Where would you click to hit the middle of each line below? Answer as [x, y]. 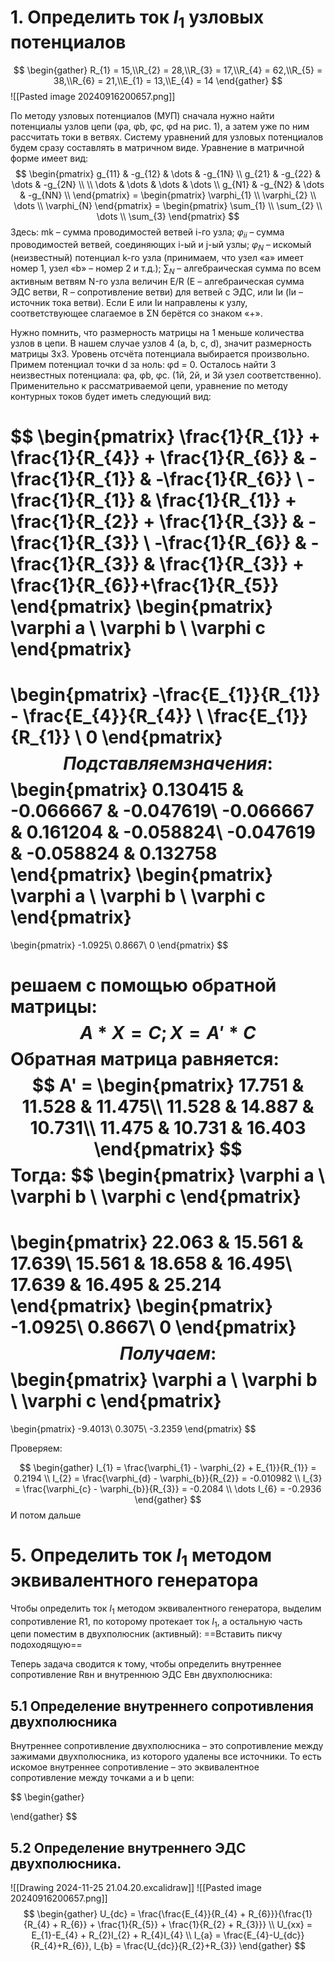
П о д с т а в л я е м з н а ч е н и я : [168, 763]
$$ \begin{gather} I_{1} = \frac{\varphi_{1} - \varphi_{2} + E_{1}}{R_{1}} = [168, 1468]
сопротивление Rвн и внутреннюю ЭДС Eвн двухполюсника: [141, 1675]
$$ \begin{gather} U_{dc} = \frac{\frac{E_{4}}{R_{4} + [135, 1913]
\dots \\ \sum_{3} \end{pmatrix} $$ [168, 216]
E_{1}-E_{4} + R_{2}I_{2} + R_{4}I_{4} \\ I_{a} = [126, 1935]
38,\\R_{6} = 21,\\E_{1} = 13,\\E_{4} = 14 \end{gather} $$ [168, 80]
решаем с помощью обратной [143, 985]
